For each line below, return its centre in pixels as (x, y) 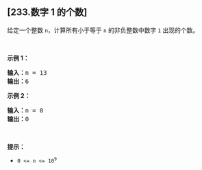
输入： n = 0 (25, 110)
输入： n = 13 (27, 73)
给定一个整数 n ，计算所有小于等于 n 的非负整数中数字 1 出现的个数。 (103, 30)
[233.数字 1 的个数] (47, 12)
